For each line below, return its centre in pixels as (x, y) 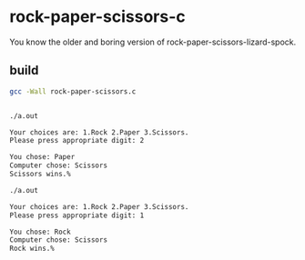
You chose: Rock (40, 232)
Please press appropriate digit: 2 (77, 141)
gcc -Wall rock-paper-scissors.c (73, 91)
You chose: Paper (42, 157)
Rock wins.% (32, 249)
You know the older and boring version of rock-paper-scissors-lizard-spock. (153, 42)
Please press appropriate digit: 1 (77, 215)
